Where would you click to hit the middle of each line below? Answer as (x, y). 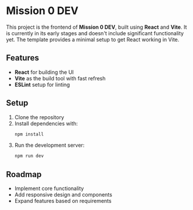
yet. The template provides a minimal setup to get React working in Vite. (93, 39)
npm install (29, 134)
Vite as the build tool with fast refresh (60, 78)
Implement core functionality (49, 188)
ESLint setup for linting (42, 84)
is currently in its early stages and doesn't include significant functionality (95, 33)
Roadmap (24, 174)
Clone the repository (39, 117)
